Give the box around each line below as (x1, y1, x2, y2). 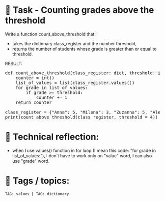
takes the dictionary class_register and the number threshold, (12, 40, 137, 46)
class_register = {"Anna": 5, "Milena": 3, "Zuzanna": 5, (5, 109, 148, 115)
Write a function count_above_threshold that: (5, 31, 96, 37)
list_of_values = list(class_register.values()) (15, 80, 135, 86)
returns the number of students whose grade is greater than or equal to (12, 46, 157, 52)
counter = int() (15, 75, 55, 81)
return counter (15, 99, 52, 105)
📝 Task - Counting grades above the (5, 4, 154, 16)
